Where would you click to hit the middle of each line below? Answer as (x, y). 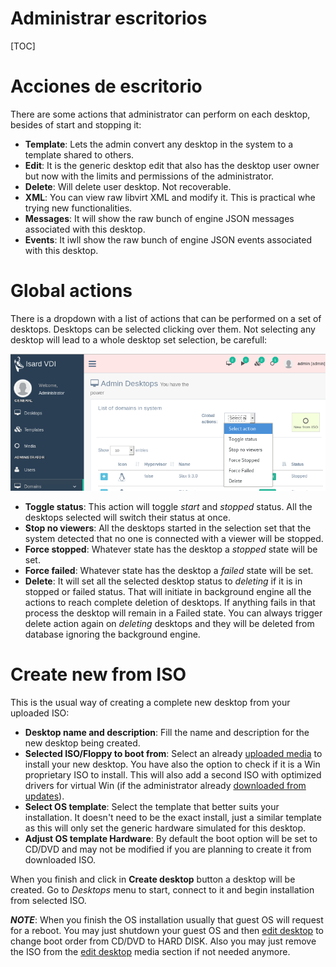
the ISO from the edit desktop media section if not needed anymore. (150, 952)
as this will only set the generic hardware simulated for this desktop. (165, 828)
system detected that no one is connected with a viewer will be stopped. (174, 539)
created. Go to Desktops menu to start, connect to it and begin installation (162, 890)
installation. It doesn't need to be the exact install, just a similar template (173, 818)
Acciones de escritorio (106, 86)
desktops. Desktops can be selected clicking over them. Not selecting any (163, 329)
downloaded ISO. (60, 860)
